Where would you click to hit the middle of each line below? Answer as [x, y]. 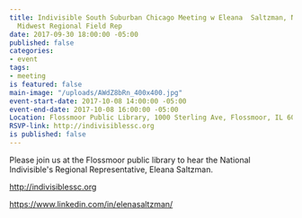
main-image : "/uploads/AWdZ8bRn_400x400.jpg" [96, 92]
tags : [19, 68]
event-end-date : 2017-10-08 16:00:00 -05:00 [94, 109]
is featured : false [46, 84]
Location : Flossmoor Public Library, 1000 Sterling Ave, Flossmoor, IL [146, 118]
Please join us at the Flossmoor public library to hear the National [130, 160]
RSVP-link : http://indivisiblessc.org [82, 126]
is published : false [48, 135]
